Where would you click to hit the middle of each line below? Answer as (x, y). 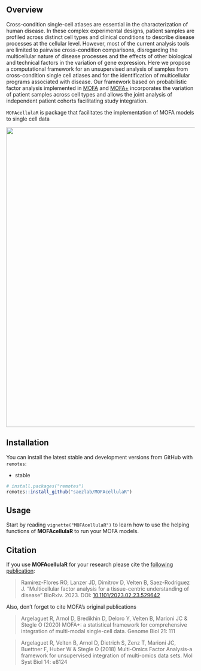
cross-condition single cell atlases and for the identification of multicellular (98, 75)
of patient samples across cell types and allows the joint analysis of (89, 94)
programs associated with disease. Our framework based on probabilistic (97, 82)
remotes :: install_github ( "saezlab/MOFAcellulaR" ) (69, 492)
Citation (22, 550)
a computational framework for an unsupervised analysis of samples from (97, 69)
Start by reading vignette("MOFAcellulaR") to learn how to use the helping (98, 525)
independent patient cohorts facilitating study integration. (77, 101)
